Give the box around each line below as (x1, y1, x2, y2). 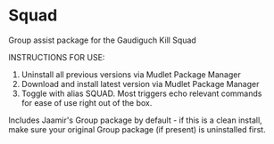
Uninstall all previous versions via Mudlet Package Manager (21, 68, 242, 80)
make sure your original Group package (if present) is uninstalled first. (8, 124, 266, 134)
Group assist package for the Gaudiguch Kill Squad (8, 35, 197, 45)
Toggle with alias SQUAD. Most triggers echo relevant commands (21, 88, 262, 99)
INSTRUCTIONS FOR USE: (8, 52, 105, 62)
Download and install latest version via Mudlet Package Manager (21, 78, 260, 89)
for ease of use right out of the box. (21, 97, 153, 108)
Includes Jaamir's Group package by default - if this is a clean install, (8, 115, 262, 125)
